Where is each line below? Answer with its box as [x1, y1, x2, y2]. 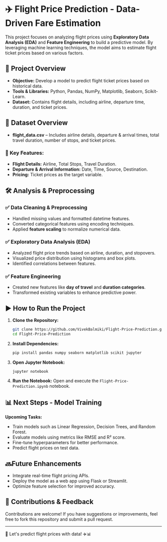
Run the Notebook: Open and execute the [12, 378, 99, 384]
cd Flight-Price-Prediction [12, 331, 71, 336]
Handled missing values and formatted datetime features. [12, 215, 130, 222]
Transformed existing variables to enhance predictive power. [12, 289, 137, 295]
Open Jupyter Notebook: [12, 359, 65, 365]
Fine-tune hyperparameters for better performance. [12, 440, 119, 446]
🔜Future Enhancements [5, 459, 82, 468]
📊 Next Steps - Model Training [5, 398, 102, 407]
